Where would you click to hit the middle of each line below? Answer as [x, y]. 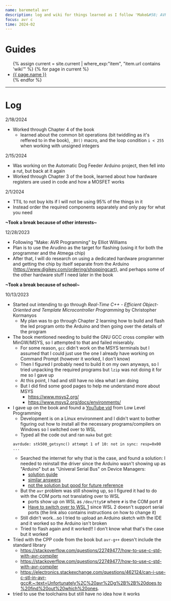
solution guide [43, 475]
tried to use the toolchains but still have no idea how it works [76, 594]
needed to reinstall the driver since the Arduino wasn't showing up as [93, 464]
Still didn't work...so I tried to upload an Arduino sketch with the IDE [91, 518]
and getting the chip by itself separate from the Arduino [71, 264]
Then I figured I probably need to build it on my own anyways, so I [90, 364]
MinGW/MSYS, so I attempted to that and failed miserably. [74, 342]
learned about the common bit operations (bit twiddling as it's [85, 135]
